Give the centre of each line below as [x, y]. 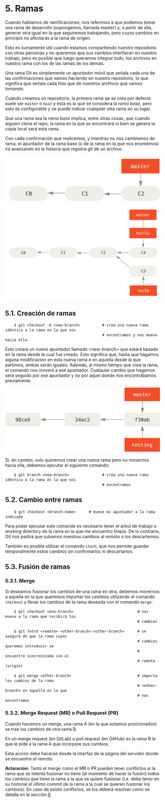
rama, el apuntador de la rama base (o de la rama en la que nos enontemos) [82, 143]
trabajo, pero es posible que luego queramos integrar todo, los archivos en [81, 58]
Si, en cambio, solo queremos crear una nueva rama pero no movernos [77, 460]
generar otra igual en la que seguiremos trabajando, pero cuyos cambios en [82, 33]
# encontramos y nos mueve [130, 335]
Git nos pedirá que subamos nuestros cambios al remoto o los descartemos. [82, 536]
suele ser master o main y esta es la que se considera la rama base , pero [79, 103]
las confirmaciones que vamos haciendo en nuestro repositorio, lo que [77, 78]
